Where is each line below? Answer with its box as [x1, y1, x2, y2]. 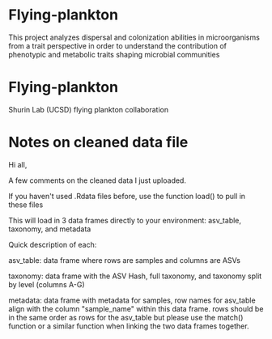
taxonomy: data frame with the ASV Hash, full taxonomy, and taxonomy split [8, 271, 262, 281]
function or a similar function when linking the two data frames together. [8, 321, 249, 331]
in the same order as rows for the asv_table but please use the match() [8, 312, 244, 322]
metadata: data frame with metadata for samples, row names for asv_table [8, 295, 257, 305]
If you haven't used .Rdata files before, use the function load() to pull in [8, 191, 245, 201]
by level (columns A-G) [8, 279, 85, 289]
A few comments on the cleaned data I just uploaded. [8, 176, 186, 185]
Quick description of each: [8, 239, 97, 249]
